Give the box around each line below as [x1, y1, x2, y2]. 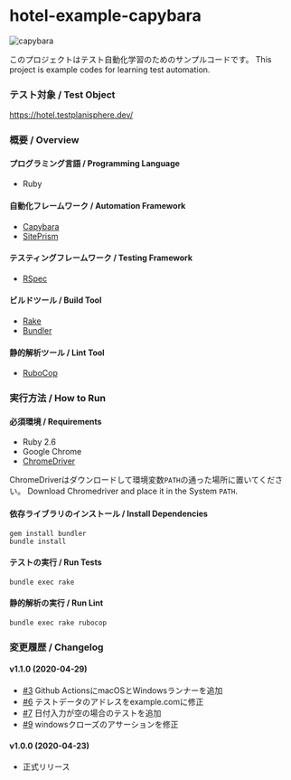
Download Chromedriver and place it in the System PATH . [26, 485, 238, 497]
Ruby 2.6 [22, 437, 57, 447]
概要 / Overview [9, 134, 80, 146]
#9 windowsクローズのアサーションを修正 [22, 719, 179, 730]
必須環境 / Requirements [9, 416, 102, 427]
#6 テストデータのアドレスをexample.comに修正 [22, 697, 204, 708]
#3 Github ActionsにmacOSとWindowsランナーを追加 [22, 685, 223, 696]
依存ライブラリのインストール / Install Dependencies [9, 508, 208, 519]
